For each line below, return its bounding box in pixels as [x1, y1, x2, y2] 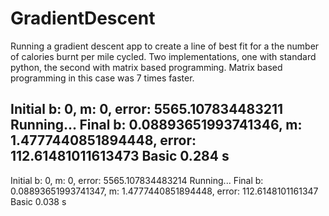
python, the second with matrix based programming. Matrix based [10, 61, 283, 73]
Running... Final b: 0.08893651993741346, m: [10, 117, 303, 134]
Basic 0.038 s [10, 195, 67, 207]
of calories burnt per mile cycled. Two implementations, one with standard [10, 50, 317, 62]
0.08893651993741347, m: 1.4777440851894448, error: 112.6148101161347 [10, 185, 319, 197]
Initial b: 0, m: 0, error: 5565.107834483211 [10, 101, 284, 118]
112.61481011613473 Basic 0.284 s [10, 148, 230, 165]
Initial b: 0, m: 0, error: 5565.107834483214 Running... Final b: [10, 174, 264, 186]
